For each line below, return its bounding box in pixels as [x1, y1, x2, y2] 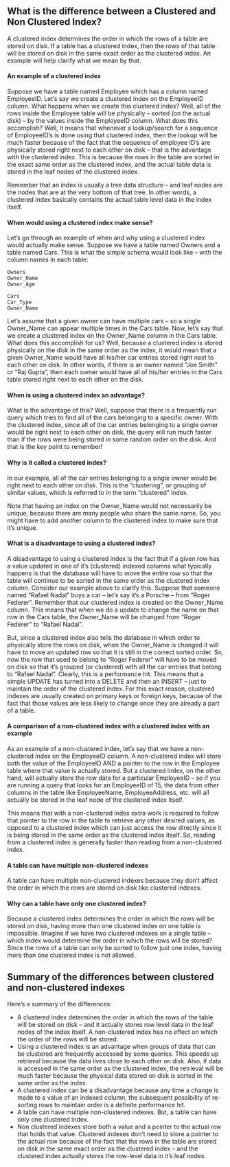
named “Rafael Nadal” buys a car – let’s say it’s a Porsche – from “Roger [7, 590, 211, 599]
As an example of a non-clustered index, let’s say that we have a [7, 745, 189, 753]
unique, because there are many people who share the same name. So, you [7, 509, 221, 517]
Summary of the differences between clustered [7, 971, 214, 982]
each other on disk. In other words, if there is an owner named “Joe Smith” [7, 360, 218, 369]
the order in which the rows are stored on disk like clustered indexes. [7, 883, 203, 892]
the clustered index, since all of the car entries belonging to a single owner [7, 421, 218, 429]
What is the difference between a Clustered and [7, 5, 216, 17]
